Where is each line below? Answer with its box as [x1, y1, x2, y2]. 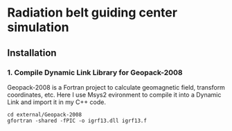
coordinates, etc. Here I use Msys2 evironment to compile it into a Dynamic [7, 90, 222, 99]
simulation [7, 19, 69, 35]
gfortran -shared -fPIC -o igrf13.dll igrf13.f [7, 117, 148, 124]
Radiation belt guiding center [7, 5, 178, 21]
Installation [7, 47, 57, 59]
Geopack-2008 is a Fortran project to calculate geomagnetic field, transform [7, 83, 225, 91]
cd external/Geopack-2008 [7, 111, 82, 118]
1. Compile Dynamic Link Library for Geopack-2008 [7, 68, 184, 77]
